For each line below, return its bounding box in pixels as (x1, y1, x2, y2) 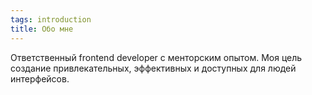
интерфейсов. (10, 72, 70, 85)
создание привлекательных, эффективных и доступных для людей (10, 62, 297, 74)
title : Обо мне (10, 24, 74, 34)
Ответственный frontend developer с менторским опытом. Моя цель (10, 51, 303, 63)
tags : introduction (10, 14, 92, 25)
